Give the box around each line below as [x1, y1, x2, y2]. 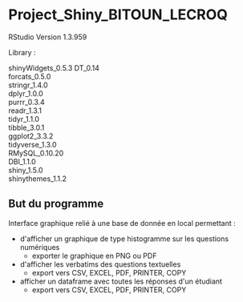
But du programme [8, 197, 104, 211]
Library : [8, 47, 36, 57]
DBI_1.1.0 [8, 156, 36, 166]
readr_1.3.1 [8, 106, 43, 115]
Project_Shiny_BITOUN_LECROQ [8, 6, 229, 24]
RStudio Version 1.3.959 [8, 32, 87, 42]
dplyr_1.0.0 [8, 88, 43, 98]
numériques [19, 242, 60, 252]
